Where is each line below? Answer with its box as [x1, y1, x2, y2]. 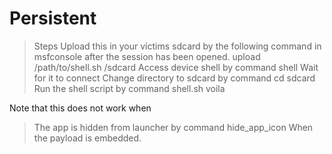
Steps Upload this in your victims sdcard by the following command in [33, 40, 322, 52]
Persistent [9, 7, 97, 30]
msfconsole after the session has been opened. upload [33, 50, 261, 62]
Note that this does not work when [9, 102, 152, 114]
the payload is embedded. [33, 132, 142, 144]
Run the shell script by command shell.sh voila [33, 82, 226, 94]
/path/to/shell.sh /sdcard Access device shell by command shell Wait [33, 61, 319, 73]
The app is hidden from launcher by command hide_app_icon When [33, 121, 314, 133]
